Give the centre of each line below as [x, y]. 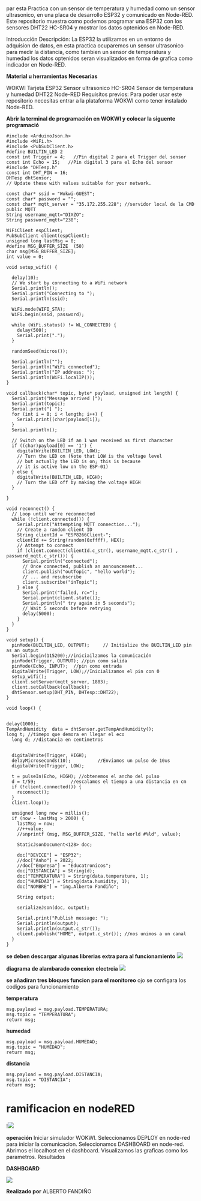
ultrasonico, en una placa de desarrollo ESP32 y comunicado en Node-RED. [100, 15]
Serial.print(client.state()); [61, 598]
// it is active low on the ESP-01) [63, 467]
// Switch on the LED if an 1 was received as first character [92, 441]
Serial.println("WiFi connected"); [56, 367]
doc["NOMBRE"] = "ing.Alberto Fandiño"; [68, 887]
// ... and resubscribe [52, 577]
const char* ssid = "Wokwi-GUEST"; [51, 194]
